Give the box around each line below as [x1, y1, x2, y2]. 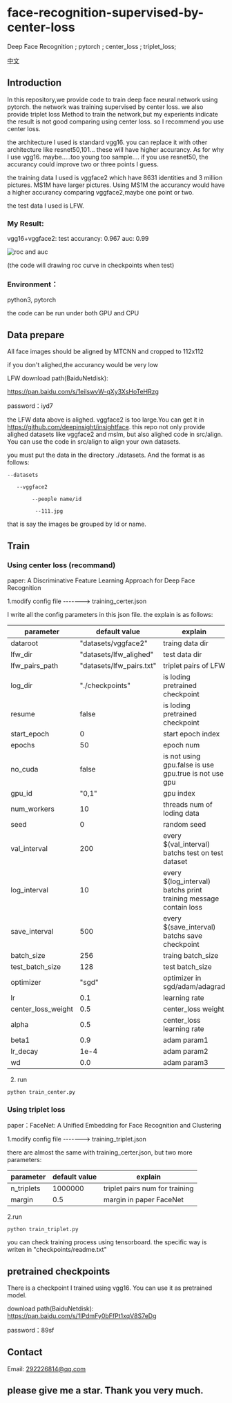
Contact [7, 1346, 43, 1358]
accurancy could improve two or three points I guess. [7, 160, 159, 168]
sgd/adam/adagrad [163, 981, 226, 991]
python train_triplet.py [7, 1226, 79, 1233]
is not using [163, 751, 201, 761]
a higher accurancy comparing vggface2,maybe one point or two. [7, 188, 195, 196]
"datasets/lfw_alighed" [79, 649, 154, 659]
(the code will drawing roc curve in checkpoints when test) [7, 261, 175, 270]
